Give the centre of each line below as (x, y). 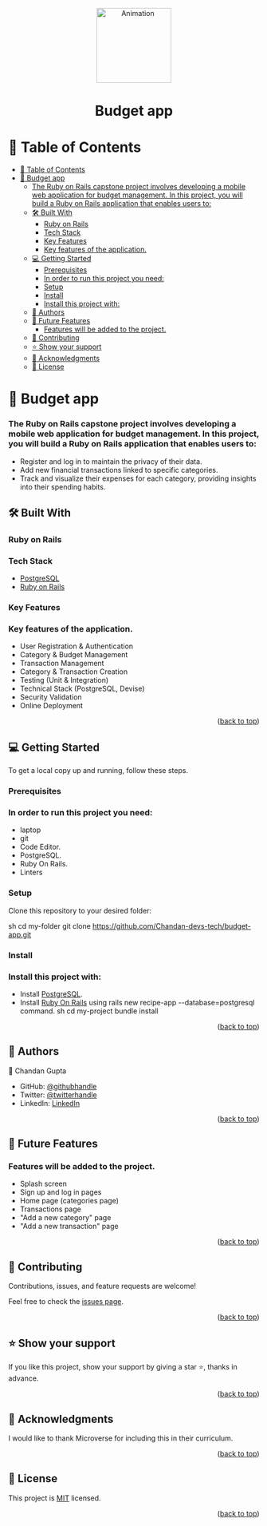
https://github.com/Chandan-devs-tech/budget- (172, 926)
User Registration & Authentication (77, 646)
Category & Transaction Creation (74, 672)
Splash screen (43, 1184)
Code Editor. (40, 847)
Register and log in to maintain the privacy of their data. (111, 461)
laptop (30, 830)
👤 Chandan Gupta (37, 1071)
